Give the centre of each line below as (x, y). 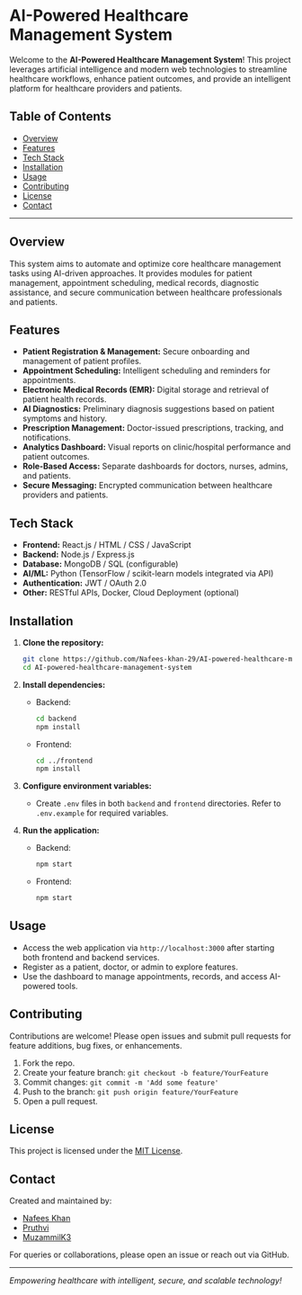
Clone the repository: (63, 643)
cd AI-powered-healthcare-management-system (107, 667)
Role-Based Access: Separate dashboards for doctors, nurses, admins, (155, 466)
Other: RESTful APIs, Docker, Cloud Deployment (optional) (131, 593)
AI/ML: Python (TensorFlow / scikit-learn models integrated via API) (148, 574)
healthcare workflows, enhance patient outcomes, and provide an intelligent (150, 78)
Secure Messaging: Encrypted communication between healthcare (147, 486)
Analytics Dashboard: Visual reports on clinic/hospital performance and (156, 447)
